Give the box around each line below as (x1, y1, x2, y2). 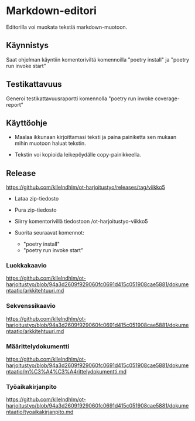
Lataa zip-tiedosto (14, 195, 59, 202)
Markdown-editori (6, 4, 97, 18)
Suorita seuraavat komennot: (14, 229, 85, 236)
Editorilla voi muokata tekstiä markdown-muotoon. (6, 23, 128, 30)
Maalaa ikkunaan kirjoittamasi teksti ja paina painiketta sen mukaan (14, 134, 177, 141)
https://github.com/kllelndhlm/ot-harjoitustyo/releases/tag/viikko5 (6, 184, 166, 191)
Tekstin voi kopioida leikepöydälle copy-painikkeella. (14, 151, 142, 158)
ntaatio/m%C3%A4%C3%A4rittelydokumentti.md (6, 368, 127, 375)
